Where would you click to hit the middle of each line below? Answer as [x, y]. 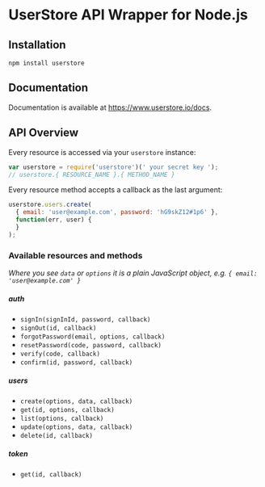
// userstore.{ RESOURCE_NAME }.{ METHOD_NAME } [92, 174]
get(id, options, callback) [67, 409]
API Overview [44, 133]
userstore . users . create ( [50, 205]
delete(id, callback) [56, 435]
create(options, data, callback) [76, 401]
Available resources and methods [76, 255]
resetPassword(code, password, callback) [90, 346]
